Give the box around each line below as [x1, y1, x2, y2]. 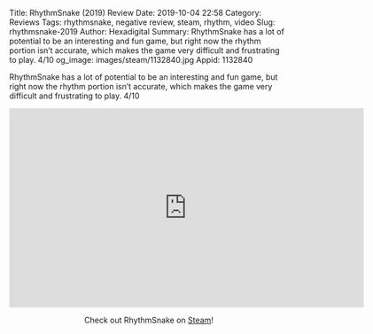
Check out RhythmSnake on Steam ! [83, 315, 214, 325]
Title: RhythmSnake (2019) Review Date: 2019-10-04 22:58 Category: [9, 8, 262, 18]
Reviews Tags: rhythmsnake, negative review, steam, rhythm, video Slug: [9, 17, 276, 27]
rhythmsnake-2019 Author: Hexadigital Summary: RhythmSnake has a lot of [9, 27, 285, 36]
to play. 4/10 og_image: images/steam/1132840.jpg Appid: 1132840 [9, 55, 253, 65]
